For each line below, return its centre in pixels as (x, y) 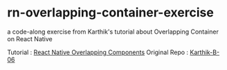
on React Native (30, 38)
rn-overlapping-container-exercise (111, 13)
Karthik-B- (205, 52)
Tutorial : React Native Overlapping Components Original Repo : (98, 52)
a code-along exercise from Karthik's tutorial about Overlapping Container (113, 32)
